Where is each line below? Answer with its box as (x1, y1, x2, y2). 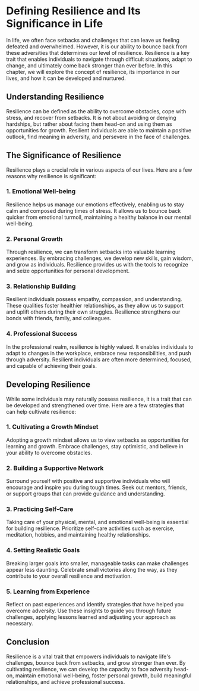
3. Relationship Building (6, 282, 76, 290)
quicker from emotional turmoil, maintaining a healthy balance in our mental (6, 213, 191, 221)
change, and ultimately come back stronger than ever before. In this (6, 61, 172, 69)
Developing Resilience (6, 380, 91, 390)
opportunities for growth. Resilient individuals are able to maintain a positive (6, 126, 192, 134)
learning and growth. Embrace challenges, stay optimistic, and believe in (6, 442, 184, 450)
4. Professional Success (6, 330, 78, 338)
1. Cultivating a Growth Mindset (6, 423, 99, 431)
